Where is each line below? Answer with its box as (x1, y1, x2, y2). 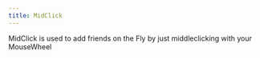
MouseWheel (8, 41, 52, 52)
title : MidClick (8, 11, 63, 20)
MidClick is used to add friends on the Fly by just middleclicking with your (8, 33, 253, 43)
